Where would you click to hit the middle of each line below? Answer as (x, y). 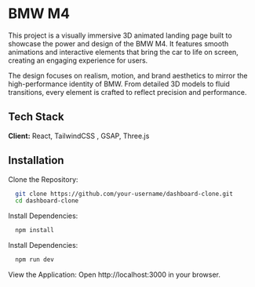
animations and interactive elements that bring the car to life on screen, (124, 52)
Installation (36, 160)
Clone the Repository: (43, 179)
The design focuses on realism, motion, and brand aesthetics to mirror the (128, 75)
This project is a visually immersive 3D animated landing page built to (120, 35)
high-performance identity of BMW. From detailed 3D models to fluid (119, 84)
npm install (35, 231)
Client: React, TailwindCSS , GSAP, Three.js (79, 136)
